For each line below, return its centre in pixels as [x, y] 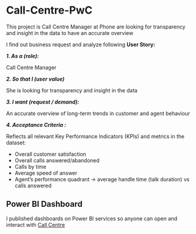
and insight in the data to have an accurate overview [70, 33]
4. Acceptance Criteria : [36, 124]
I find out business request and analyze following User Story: [81, 44]
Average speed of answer [46, 173]
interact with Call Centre [35, 225]
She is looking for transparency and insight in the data [72, 90]
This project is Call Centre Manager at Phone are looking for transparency [96, 27]
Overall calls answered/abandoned [57, 160]
